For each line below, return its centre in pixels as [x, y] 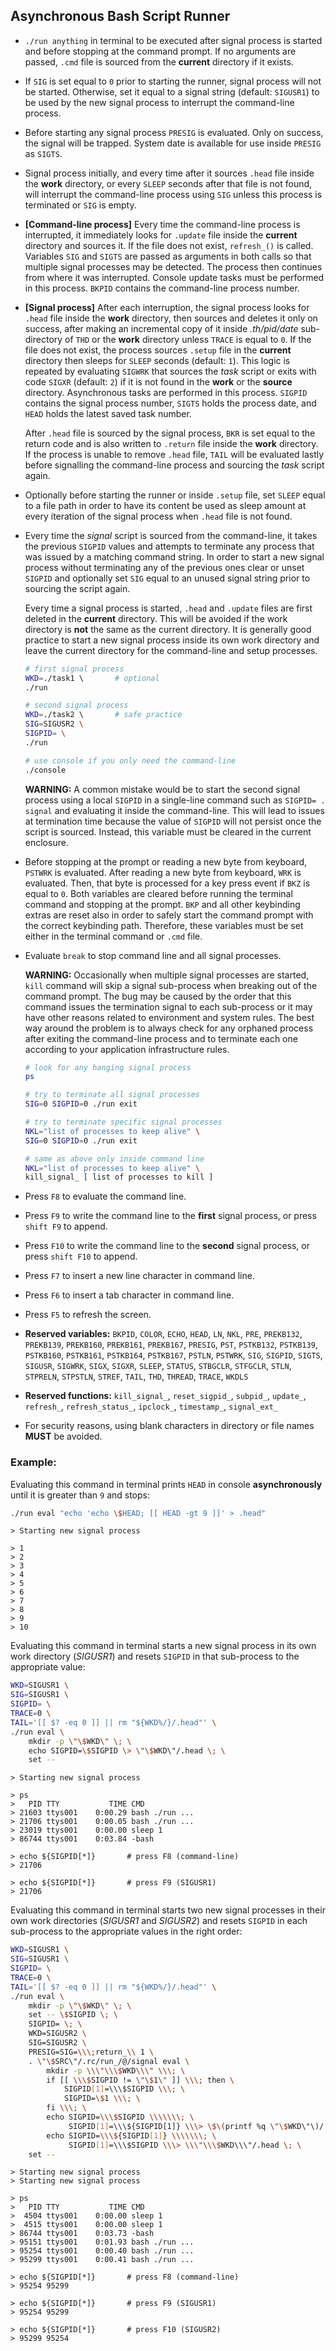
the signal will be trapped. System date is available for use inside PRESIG [173, 143]
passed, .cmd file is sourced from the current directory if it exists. [159, 61]
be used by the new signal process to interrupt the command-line [159, 102]
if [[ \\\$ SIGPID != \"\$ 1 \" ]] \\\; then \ [140, 2080]
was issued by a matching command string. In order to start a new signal [174, 556]
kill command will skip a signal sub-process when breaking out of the [171, 985]
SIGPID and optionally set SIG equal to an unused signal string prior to [167, 578]
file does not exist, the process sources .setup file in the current [158, 350]
